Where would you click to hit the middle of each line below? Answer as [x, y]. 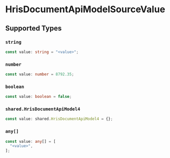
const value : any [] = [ [31, 141]
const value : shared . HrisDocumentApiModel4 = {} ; [59, 119]
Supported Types [34, 28]
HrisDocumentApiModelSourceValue [85, 9]
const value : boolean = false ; [39, 97]
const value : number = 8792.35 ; [40, 74]
